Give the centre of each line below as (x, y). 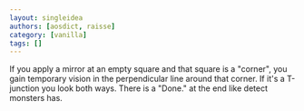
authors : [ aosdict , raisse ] (63, 26)
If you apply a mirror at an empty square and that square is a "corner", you (148, 69)
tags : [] (26, 43)
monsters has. (36, 98)
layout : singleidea (46, 18)
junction (25, 88)
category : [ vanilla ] (49, 35)
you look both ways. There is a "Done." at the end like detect (154, 88)
